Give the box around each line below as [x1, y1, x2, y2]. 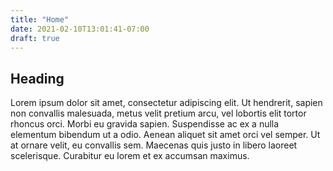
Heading [10, 70, 65, 87]
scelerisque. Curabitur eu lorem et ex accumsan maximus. [10, 150, 250, 162]
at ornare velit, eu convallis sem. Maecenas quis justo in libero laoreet [10, 139, 298, 151]
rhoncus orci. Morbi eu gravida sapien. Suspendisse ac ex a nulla [10, 118, 280, 130]
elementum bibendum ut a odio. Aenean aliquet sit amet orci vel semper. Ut [10, 129, 321, 141]
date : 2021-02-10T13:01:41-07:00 [10, 24, 150, 34]
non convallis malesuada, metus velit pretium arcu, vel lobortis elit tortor [10, 107, 307, 120]
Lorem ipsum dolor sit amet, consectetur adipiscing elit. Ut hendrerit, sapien [10, 97, 323, 109]
